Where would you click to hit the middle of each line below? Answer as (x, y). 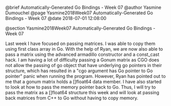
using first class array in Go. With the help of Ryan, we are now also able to (84, 49)
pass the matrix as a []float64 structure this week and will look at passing (82, 92)
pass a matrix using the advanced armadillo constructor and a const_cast (82, 54)
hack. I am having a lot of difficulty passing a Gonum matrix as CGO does (82, 60)
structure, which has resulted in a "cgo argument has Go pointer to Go (79, 71)
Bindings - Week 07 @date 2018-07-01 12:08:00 (56, 18)
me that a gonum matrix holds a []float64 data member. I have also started (83, 82)
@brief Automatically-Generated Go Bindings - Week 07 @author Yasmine (83, 7)
